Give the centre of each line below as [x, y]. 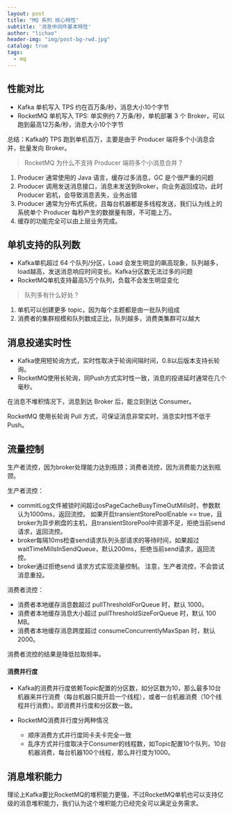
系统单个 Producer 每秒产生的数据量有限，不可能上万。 [96, 212]
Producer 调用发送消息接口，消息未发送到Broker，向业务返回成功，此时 [120, 186]
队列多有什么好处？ [52, 295]
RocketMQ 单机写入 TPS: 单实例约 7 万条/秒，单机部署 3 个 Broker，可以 [121, 115]
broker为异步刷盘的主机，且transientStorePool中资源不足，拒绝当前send [121, 523]
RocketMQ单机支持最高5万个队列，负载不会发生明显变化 [98, 280]
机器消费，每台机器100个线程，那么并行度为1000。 [101, 753]
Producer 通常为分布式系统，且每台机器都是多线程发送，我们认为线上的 [120, 203]
